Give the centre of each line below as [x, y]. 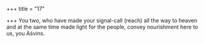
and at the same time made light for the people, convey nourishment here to [102, 27]
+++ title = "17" [25, 9]
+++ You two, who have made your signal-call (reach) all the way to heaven [102, 20]
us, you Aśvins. [25, 33]
